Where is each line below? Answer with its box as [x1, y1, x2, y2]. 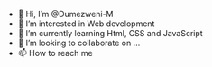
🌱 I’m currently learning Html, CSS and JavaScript [17, 28, 203, 38]
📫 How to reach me [17, 48, 93, 58]
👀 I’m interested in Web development [17, 18, 155, 29]
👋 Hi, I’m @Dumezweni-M [17, 9, 114, 19]
